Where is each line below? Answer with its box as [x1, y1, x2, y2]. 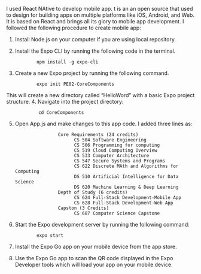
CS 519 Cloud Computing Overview [74, 147, 157, 153]
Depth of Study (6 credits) [57, 189, 128, 195]
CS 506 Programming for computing [74, 142, 160, 148]
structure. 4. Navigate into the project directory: [6, 98, 124, 105]
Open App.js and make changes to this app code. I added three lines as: [14, 120, 193, 127]
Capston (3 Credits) [57, 205, 109, 211]
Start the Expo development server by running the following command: [14, 221, 190, 228]
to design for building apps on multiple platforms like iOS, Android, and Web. [6, 11, 194, 19]
